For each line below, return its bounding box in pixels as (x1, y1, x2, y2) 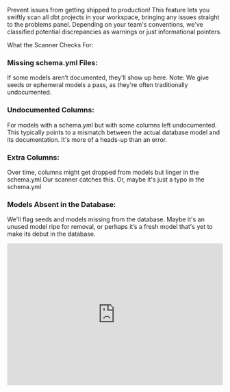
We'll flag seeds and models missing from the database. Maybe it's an (7, 215, 205, 223)
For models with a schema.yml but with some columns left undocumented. (7, 121, 217, 129)
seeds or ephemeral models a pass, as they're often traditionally (7, 81, 188, 89)
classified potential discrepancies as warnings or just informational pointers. (7, 27, 222, 36)
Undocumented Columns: (7, 106, 94, 115)
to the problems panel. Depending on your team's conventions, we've (7, 21, 203, 28)
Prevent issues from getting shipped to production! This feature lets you (7, 6, 210, 14)
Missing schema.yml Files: (7, 58, 98, 67)
